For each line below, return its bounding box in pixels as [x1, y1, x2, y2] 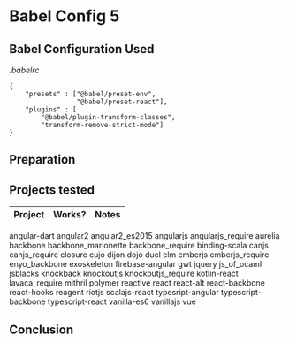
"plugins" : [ [25, 105, 77, 114]
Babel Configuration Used [9, 42, 155, 57]
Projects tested [9, 182, 95, 197]
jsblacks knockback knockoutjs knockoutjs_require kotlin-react [9, 268, 239, 279]
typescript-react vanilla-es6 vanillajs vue [47, 296, 196, 307]
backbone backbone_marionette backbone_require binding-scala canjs [9, 240, 270, 251]
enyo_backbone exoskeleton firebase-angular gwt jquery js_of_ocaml [9, 259, 262, 270]
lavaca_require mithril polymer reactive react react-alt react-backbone [9, 278, 265, 288]
